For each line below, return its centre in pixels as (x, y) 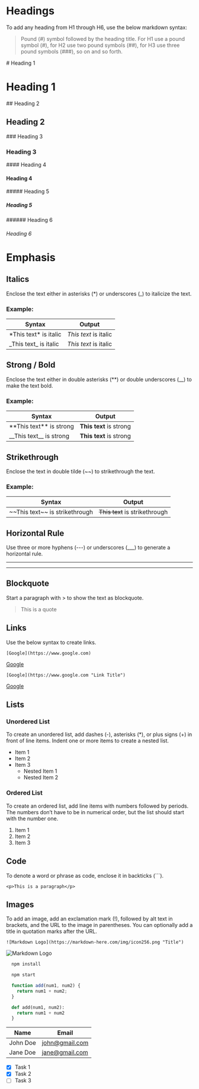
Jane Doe (23, 1053)
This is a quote (39, 609)
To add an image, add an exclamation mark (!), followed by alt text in (89, 919)
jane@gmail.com (65, 1053)
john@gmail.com (65, 1043)
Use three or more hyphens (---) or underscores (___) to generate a (88, 548)
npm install (26, 964)
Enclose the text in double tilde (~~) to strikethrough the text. (81, 471)
